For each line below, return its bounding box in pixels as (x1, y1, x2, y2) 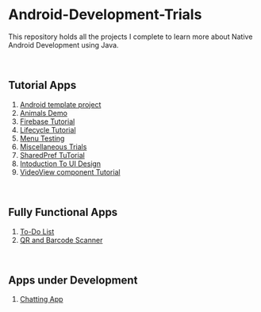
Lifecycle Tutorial (19, 125, 77, 134)
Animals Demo (19, 108, 67, 117)
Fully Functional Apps (8, 206, 118, 219)
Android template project (19, 99, 102, 109)
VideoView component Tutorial (19, 167, 121, 176)
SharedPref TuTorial (19, 150, 85, 160)
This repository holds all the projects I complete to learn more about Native (8, 32, 253, 41)
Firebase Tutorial (19, 117, 75, 126)
